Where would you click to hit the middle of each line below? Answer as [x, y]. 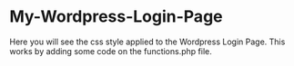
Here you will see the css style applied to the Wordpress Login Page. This [147, 42]
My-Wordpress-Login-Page [116, 17]
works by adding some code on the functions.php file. [111, 51]
